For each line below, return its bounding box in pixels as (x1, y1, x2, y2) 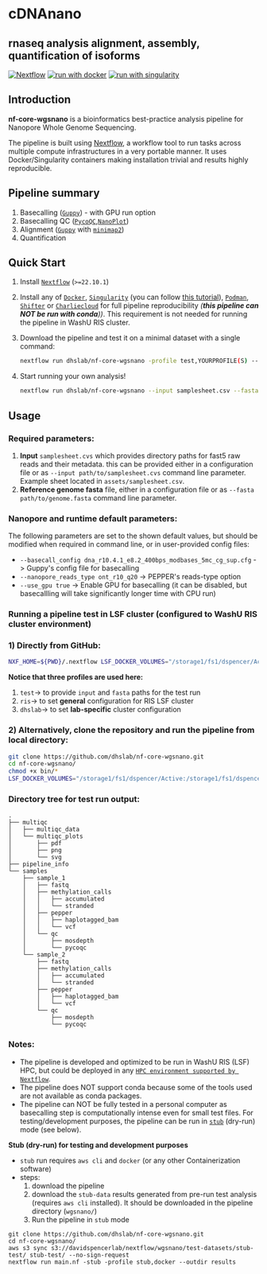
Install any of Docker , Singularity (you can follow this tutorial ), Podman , (19, 292, 249, 302)
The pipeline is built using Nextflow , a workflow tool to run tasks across (8, 138, 242, 147)
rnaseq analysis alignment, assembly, (8, 37, 200, 50)
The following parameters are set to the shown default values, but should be (8, 531, 258, 541)
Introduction (8, 93, 72, 107)
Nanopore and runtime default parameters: (8, 512, 178, 524)
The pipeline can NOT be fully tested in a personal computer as (19, 1099, 228, 1108)
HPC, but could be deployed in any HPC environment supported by (19, 1066, 236, 1075)
